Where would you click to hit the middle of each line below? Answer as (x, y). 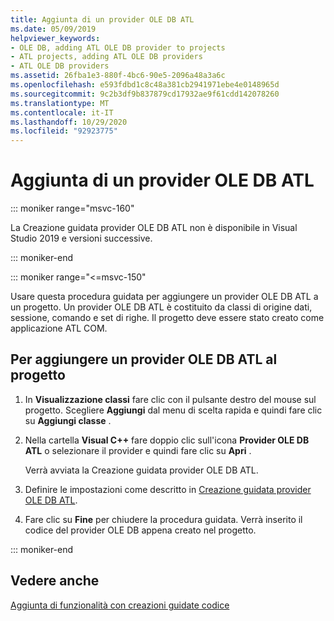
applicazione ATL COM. (59, 328)
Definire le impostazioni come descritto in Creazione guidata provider (168, 489)
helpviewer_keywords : (55, 38)
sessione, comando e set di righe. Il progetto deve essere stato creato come (167, 318)
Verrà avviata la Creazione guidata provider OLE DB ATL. (141, 470)
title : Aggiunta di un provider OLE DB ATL (102, 19)
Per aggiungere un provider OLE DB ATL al (144, 359)
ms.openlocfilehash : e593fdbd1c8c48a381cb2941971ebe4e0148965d (145, 85)
